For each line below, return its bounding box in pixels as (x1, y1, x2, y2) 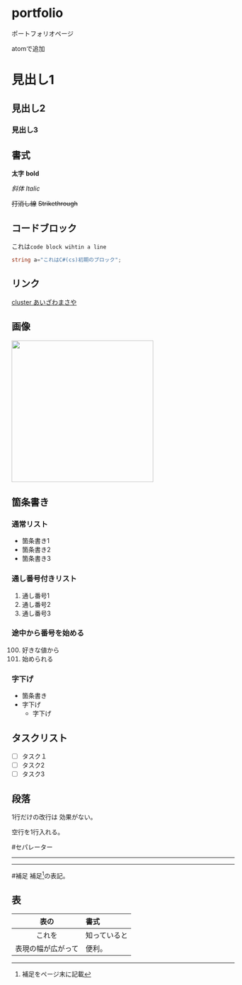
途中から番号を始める (11, 628, 84, 638)
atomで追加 (11, 44, 45, 52)
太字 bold (11, 169, 40, 178)
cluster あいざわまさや (11, 297, 77, 306)
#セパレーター (11, 843, 53, 851)
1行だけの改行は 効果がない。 (11, 812, 97, 821)
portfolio (11, 5, 64, 21)
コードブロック (11, 222, 77, 234)
